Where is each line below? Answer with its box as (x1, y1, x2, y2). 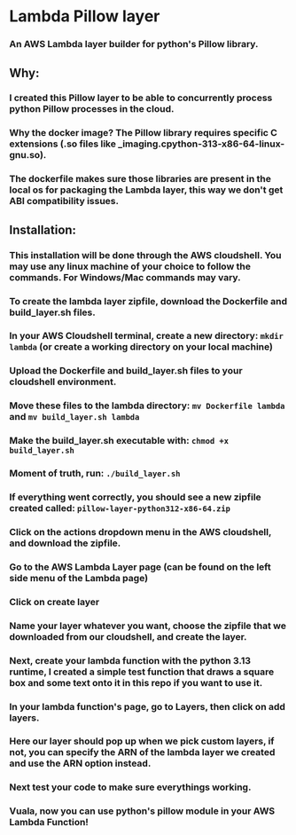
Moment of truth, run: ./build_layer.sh (9, 468, 181, 480)
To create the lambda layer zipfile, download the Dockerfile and (9, 295, 288, 307)
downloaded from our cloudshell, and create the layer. (9, 630, 247, 642)
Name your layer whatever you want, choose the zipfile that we (9, 619, 286, 632)
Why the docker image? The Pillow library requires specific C (9, 127, 277, 139)
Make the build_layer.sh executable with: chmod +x (9, 435, 229, 447)
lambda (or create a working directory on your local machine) (9, 341, 273, 353)
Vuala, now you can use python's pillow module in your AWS (9, 805, 276, 817)
